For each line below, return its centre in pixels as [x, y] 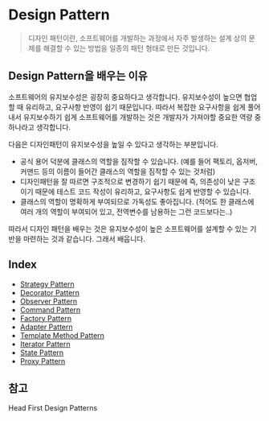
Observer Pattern [49, 301]
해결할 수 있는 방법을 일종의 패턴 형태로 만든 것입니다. [126, 48]
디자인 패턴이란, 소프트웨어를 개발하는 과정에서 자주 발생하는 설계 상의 [137, 38]
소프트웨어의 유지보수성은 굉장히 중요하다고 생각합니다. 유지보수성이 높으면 [125, 97]
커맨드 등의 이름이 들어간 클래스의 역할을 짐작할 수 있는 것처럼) [118, 171]
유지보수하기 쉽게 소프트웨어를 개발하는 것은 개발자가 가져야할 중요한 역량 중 [142, 117]
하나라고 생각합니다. [39, 127]
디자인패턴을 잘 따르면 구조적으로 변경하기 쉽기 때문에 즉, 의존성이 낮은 [130, 181]
